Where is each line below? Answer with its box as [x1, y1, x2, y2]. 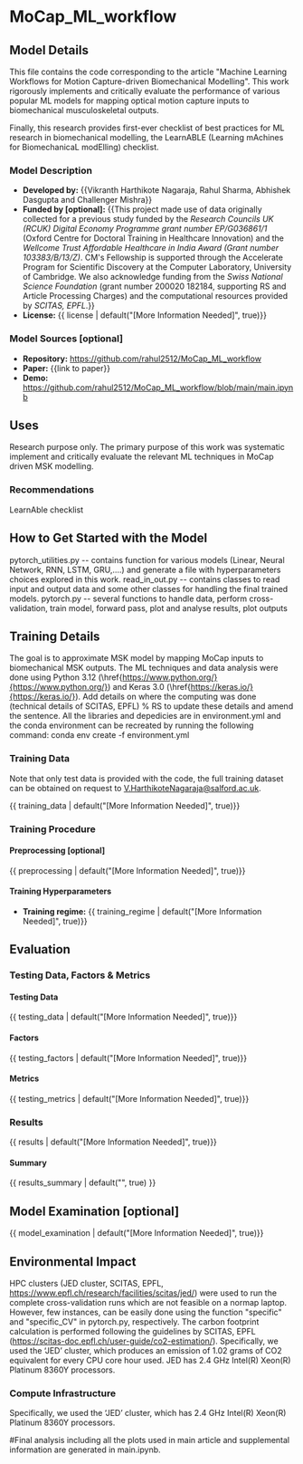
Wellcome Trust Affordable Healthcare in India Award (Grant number [22, 243, 279, 254]
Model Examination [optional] [9, 1203, 179, 1219]
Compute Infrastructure [9, 1387, 117, 1400]
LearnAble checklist [9, 504, 84, 515]
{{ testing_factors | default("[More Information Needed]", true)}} [9, 1052, 248, 1063]
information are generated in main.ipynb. [9, 1444, 161, 1455]
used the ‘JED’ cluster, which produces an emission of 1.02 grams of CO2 [9, 1345, 282, 1355]
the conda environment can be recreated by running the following [9, 720, 254, 731]
